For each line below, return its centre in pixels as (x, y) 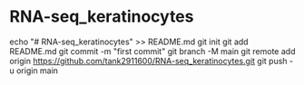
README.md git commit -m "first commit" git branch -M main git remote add (152, 51)
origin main (38, 71)
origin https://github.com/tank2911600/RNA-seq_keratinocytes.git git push (148, 61)
